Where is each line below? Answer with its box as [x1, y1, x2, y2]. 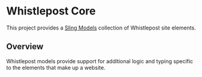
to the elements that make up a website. [6, 64, 106, 71]
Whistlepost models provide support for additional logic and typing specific [6, 57, 194, 64]
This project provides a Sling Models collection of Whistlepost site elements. [6, 24, 196, 31]
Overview [6, 42, 44, 52]
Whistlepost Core [6, 4, 96, 18]
